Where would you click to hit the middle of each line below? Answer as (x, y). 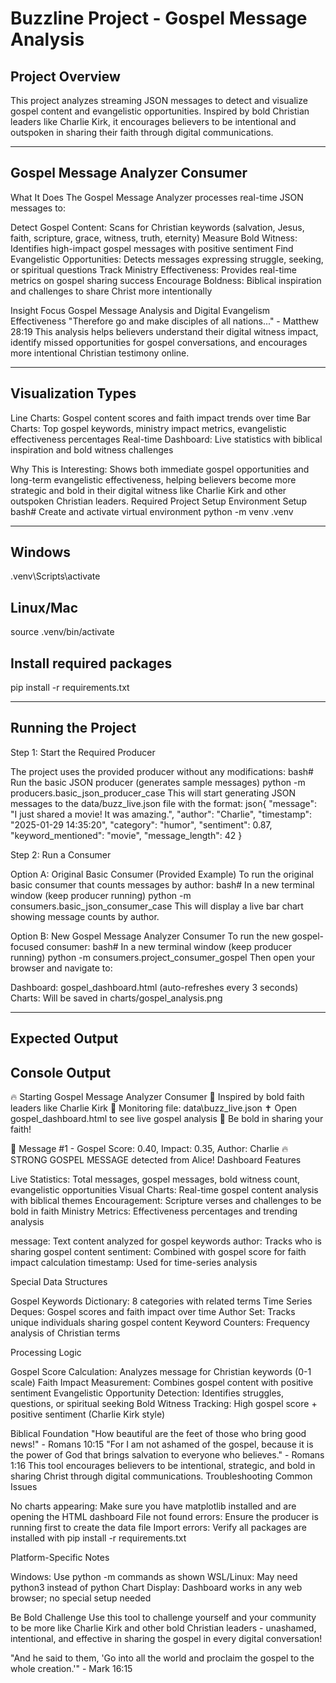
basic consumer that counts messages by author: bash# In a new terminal (162, 884)
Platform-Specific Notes (60, 1558)
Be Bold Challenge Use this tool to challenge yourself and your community (163, 1618)
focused (27, 946)
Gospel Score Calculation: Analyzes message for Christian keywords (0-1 (161, 1372)
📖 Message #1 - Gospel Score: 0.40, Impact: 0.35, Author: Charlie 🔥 (149, 1149)
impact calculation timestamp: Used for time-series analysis (134, 1263)
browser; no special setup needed (81, 1598)
